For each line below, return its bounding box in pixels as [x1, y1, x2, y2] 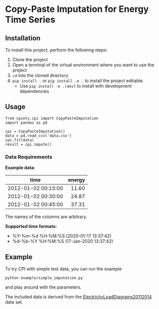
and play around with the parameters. [5, 284, 82, 290]
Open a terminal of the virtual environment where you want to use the [12, 62, 155, 68]
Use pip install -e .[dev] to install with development [19, 83, 132, 89]
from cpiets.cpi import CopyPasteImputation [5, 116, 99, 121]
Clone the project [12, 57, 48, 63]
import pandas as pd [5, 120, 48, 125]
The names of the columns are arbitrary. [5, 214, 88, 220]
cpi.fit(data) [5, 138, 35, 143]
